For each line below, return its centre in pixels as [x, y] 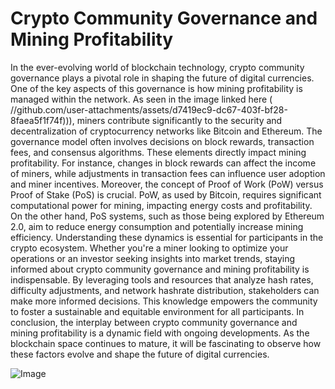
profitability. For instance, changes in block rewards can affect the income [163, 163]
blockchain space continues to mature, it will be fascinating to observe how [166, 343]
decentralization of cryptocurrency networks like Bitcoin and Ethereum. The [166, 131]
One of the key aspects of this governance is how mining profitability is [156, 88]
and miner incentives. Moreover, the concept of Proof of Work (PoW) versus [167, 184]
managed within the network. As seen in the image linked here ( [141, 99]
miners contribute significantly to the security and [179, 120]
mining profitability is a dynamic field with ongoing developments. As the [160, 333]
